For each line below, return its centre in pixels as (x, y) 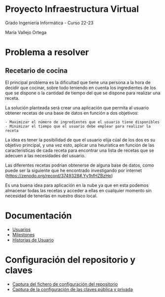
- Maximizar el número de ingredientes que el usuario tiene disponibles (82, 122)
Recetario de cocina (36, 70)
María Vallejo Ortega (26, 32)
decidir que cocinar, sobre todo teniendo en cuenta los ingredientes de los (81, 87)
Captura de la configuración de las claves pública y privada (72, 289)
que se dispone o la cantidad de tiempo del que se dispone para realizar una (83, 93)
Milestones (23, 234)
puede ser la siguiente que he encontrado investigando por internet (73, 170)
